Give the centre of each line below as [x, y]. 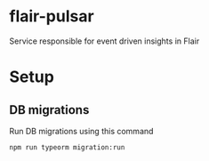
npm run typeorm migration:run [67, 147]
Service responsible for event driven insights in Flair [104, 41]
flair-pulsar [52, 16]
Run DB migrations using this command [81, 131]
